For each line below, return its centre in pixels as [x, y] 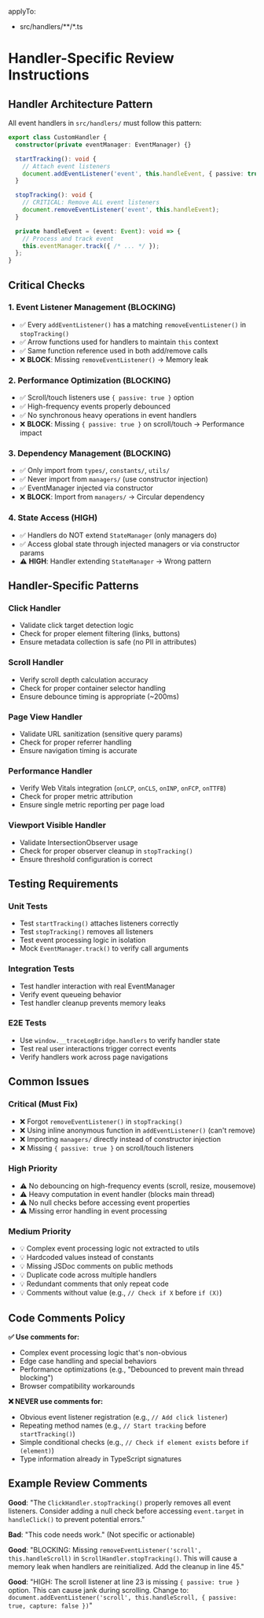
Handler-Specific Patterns [73, 586]
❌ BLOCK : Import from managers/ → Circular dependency [112, 497]
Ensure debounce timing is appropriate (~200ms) [99, 696]
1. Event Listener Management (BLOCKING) [92, 308]
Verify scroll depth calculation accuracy [84, 679]
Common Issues [49, 1082]
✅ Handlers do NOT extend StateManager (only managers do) [118, 535]
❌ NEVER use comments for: [56, 1401]
